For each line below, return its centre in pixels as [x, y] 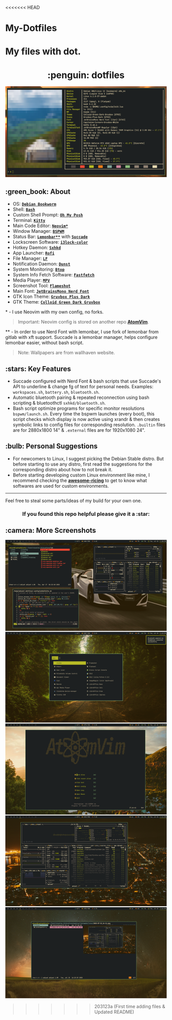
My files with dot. [43, 52]
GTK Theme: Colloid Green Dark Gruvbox [57, 302]
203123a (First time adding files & [130, 1006]
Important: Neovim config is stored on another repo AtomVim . [83, 322]
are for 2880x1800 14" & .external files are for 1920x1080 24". [79, 430]
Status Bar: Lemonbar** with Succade [50, 237]
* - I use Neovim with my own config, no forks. [55, 312]
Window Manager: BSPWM [38, 231]
